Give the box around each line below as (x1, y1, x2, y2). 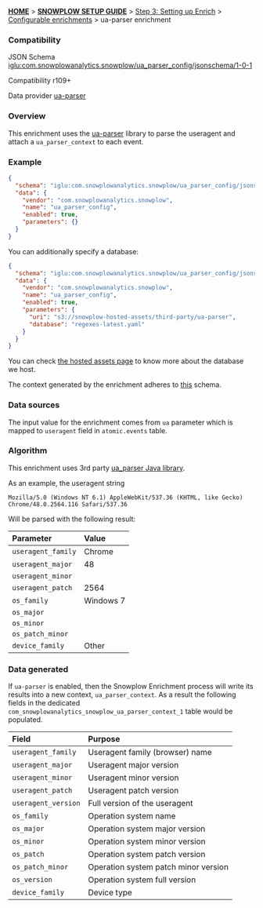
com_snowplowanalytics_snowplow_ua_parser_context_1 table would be (8, 706, 233, 717)
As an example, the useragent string (8, 478, 125, 487)
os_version (12, 875, 52, 884)
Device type (88, 887, 132, 898)
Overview (8, 111, 46, 122)
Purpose (88, 734, 121, 745)
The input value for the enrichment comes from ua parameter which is (8, 418, 233, 427)
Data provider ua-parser (8, 91, 86, 100)
